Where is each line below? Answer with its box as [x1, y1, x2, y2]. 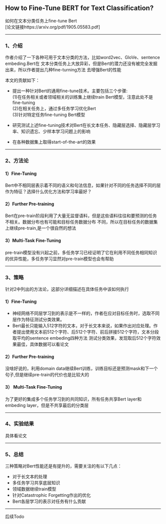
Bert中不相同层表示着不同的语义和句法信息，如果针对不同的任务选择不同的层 [5, 182, 161, 188]
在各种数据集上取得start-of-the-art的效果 [12, 139, 96, 145]
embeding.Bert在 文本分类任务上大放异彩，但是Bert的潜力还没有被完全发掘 [5, 60, 158, 66]
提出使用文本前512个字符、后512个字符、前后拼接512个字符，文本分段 [16, 329, 159, 335]
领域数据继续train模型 [12, 486, 57, 492]
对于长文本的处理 [12, 473, 47, 480]
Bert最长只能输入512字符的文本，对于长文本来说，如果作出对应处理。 [12, 323, 154, 329]
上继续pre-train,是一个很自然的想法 [5, 225, 77, 231]
